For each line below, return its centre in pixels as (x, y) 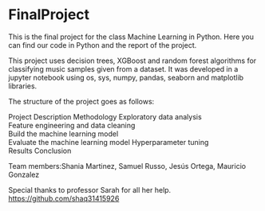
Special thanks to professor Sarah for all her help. (90, 190)
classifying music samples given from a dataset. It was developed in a (123, 68)
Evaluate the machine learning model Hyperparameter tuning (109, 142)
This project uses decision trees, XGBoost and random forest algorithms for (132, 61)
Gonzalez (24, 174)
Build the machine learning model (63, 134)
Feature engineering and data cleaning (72, 125)
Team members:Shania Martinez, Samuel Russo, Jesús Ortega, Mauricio (127, 166)
